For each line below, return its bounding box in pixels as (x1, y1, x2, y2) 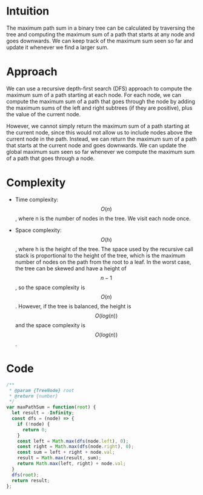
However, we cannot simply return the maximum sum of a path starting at (6, 122, 190, 130)
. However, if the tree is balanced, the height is (15, 302, 131, 310)
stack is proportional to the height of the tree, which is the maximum (15, 251, 186, 259)
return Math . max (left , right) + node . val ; (17, 460, 126, 467)
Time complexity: (15, 196, 59, 203)
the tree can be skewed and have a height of (15, 265, 127, 272)
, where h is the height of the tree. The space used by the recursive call (15, 245, 194, 253)
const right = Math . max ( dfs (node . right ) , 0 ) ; (17, 444, 135, 450)
